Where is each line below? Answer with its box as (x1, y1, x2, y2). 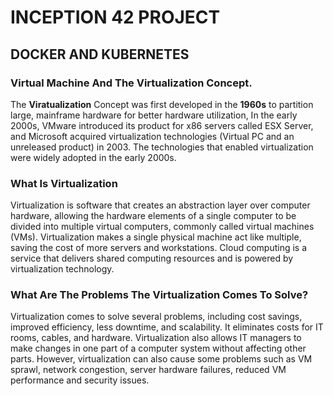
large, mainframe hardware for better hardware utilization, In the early (10, 109, 298, 121)
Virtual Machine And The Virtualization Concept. (10, 76, 253, 90)
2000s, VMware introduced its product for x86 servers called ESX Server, (10, 119, 314, 131)
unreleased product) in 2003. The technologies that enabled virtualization (10, 141, 314, 153)
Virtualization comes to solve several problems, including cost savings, (10, 311, 303, 323)
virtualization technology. (10, 263, 115, 275)
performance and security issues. (10, 374, 150, 386)
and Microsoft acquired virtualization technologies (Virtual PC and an (10, 130, 295, 142)
